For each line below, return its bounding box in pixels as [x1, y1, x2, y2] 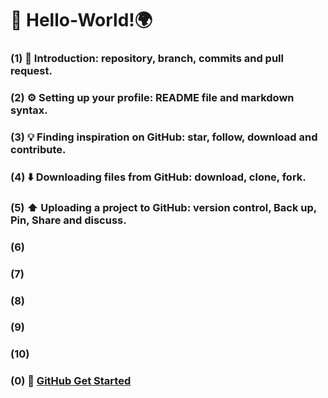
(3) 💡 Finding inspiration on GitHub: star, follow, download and [10, 130, 318, 144]
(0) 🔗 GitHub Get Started [10, 374, 132, 388]
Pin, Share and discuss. [10, 213, 127, 227]
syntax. [10, 103, 48, 117]
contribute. [10, 142, 67, 156]
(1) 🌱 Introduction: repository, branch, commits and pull [10, 52, 284, 66]
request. [10, 64, 53, 78]
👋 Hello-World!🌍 [10, 9, 153, 32]
